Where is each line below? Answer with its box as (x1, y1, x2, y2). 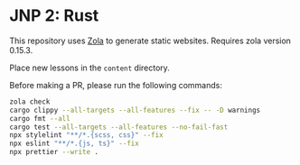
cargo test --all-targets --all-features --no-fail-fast (9, 123, 229, 132)
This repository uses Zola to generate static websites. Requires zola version (9, 35, 292, 46)
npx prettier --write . (9, 148, 99, 157)
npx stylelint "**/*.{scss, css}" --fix (9, 131, 164, 140)
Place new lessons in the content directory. (9, 62, 170, 73)
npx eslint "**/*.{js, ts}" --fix (9, 139, 140, 149)
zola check (9, 96, 51, 106)
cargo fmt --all (9, 114, 70, 123)
